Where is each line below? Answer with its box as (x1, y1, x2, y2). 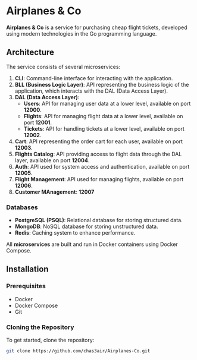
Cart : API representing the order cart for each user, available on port (14, 138, 183, 145)
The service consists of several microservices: (6, 63, 121, 70)
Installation (6, 264, 49, 274)
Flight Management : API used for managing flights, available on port (14, 175, 184, 182)
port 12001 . (23, 119, 52, 126)
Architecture (6, 48, 55, 58)
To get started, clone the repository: (6, 337, 95, 344)
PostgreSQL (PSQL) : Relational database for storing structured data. (14, 217, 183, 224)
